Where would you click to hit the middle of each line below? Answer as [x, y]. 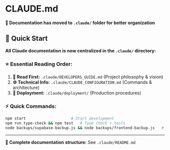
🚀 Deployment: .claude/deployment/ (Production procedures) [77, 93]
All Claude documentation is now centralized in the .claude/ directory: [81, 50]
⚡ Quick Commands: [31, 106]
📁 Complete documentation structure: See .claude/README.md [70, 142]
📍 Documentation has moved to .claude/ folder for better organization [80, 23]
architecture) [26, 88]
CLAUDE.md [32, 9]
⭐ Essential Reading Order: [39, 64]
